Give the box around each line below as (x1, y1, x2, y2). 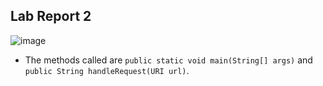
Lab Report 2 (10, 8, 92, 25)
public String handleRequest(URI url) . (24, 64, 190, 76)
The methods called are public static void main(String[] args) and (24, 54, 313, 66)
